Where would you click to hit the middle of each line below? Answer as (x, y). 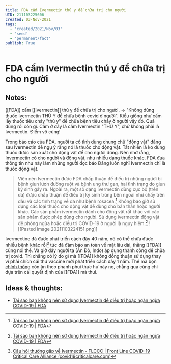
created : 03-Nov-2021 (28, 19)
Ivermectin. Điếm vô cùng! (33, 132)
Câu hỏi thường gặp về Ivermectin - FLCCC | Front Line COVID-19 (81, 351)
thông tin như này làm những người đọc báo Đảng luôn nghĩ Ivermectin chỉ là (85, 163)
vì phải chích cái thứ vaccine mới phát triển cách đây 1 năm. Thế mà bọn (81, 261)
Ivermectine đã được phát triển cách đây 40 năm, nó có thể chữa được (79, 239)
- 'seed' (19, 34)
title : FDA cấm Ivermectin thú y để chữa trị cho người (66, 10)
